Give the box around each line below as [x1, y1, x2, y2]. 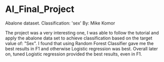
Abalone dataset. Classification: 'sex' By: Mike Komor [5, 20, 115, 26]
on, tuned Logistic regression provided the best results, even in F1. [5, 51, 142, 57]
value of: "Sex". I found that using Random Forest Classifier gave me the [5, 40, 154, 46]
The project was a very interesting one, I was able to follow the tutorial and [5, 29, 159, 35]
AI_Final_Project [5, 3, 74, 15]
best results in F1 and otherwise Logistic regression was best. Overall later [5, 45, 158, 51]
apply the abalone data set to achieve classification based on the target [5, 35, 152, 41]
